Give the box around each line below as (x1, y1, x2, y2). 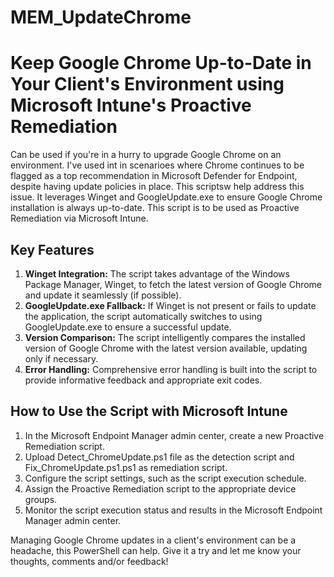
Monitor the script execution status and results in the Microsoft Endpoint (24, 504, 323, 516)
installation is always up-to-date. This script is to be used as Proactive (10, 202, 300, 214)
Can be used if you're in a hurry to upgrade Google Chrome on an (10, 149, 282, 161)
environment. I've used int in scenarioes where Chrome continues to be (10, 159, 305, 171)
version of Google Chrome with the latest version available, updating (24, 342, 308, 354)
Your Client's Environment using (10, 73, 285, 96)
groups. (24, 493, 58, 505)
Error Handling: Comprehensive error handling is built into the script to (24, 363, 318, 375)
